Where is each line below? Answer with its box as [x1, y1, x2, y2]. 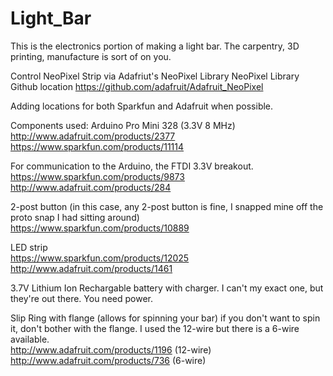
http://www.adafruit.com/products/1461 [10, 262, 173, 274]
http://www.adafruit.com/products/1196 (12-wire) [10, 343, 212, 356]
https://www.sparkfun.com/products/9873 [10, 170, 185, 182]
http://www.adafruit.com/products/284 [10, 181, 172, 193]
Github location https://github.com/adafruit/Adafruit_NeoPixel [10, 80, 264, 92]
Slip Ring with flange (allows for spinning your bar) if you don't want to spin [10, 312, 321, 324]
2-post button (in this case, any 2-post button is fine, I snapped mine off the [10, 200, 324, 212]
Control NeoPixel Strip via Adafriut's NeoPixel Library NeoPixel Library [10, 70, 300, 82]
